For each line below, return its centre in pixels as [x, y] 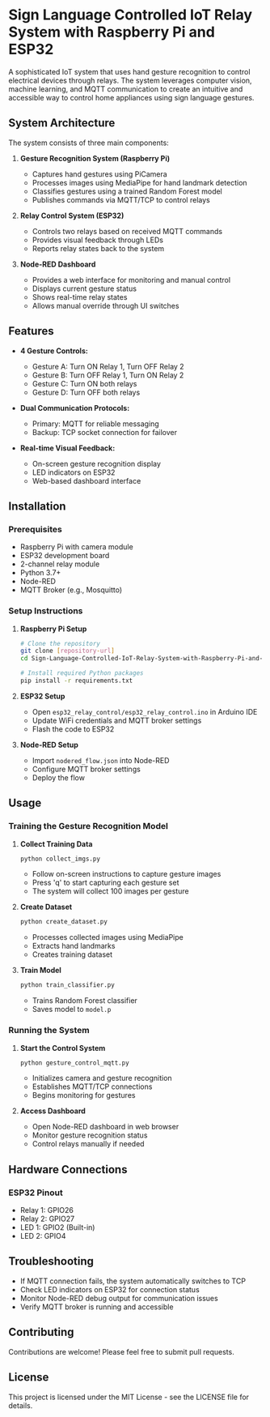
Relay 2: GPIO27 [47, 1219]
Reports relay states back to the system [98, 248]
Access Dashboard [53, 1111]
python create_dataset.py [63, 922]
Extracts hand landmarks [74, 946]
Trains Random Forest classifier [84, 1001]
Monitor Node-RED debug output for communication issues [119, 1298]
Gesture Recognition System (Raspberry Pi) [95, 158]
